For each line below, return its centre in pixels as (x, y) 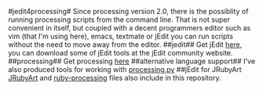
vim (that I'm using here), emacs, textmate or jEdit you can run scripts (121, 36)
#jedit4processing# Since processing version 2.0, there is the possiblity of (128, 11)
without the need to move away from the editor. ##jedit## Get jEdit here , (125, 45)
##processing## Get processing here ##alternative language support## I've (132, 61)
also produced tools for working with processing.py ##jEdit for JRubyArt (125, 69)
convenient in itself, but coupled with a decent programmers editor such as (130, 28)
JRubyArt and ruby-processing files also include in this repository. (115, 78)
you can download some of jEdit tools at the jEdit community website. (121, 53)
